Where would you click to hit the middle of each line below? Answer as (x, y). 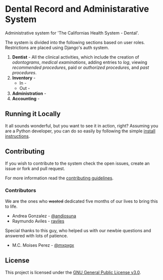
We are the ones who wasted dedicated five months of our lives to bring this (81, 201)
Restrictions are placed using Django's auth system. (57, 47)
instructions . (18, 136)
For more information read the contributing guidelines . (59, 178)
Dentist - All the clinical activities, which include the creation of (76, 57)
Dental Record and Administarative (77, 9)
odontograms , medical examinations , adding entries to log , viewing (80, 62)
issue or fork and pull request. (35, 168)
